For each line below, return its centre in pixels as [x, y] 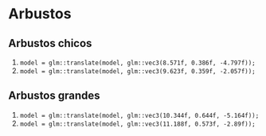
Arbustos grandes [55, 96]
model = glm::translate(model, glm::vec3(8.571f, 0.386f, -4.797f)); [138, 63]
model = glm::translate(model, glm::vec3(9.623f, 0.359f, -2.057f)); [138, 72]
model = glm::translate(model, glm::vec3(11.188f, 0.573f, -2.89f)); [138, 124]
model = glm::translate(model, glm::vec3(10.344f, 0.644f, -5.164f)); [139, 115]
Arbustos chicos [50, 43]
